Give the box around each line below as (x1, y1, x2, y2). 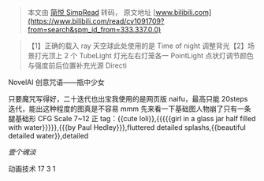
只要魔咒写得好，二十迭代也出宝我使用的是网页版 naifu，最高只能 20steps (8, 94, 248, 103)
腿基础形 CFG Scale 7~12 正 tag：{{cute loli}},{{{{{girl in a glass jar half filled (8, 114, 256, 123)
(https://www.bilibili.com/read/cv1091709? (27, 17, 165, 26)
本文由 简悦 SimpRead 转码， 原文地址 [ (27, 8, 156, 17)
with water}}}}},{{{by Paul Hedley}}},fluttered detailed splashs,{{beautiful (8, 123, 246, 132)
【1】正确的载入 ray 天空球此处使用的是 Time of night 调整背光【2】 (27, 41, 248, 50)
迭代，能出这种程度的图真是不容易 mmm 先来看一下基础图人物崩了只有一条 (8, 104, 251, 113)
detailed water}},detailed (8, 131, 89, 140)
